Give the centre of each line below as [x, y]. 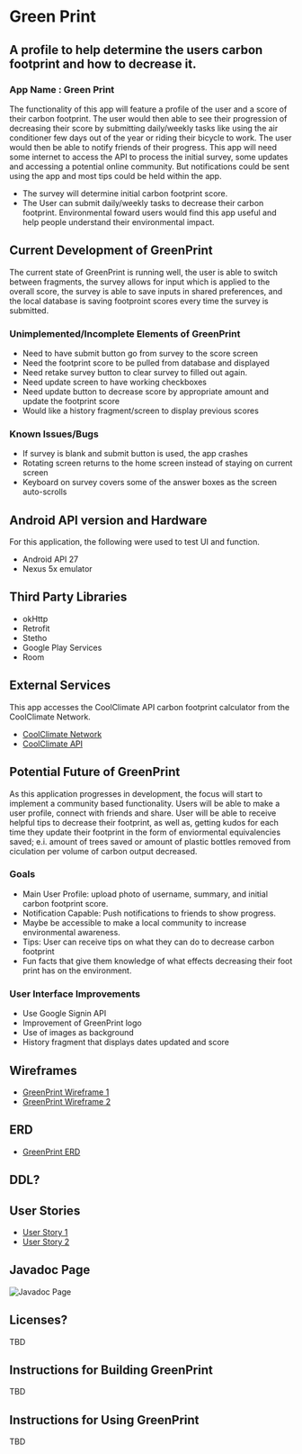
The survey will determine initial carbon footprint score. [125, 193]
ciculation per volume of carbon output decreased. [103, 851]
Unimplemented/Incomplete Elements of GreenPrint [125, 333]
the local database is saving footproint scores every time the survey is [139, 301]
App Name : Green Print [62, 89]
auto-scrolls [44, 492]
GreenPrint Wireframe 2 [67, 1101]
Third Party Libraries [68, 597]
